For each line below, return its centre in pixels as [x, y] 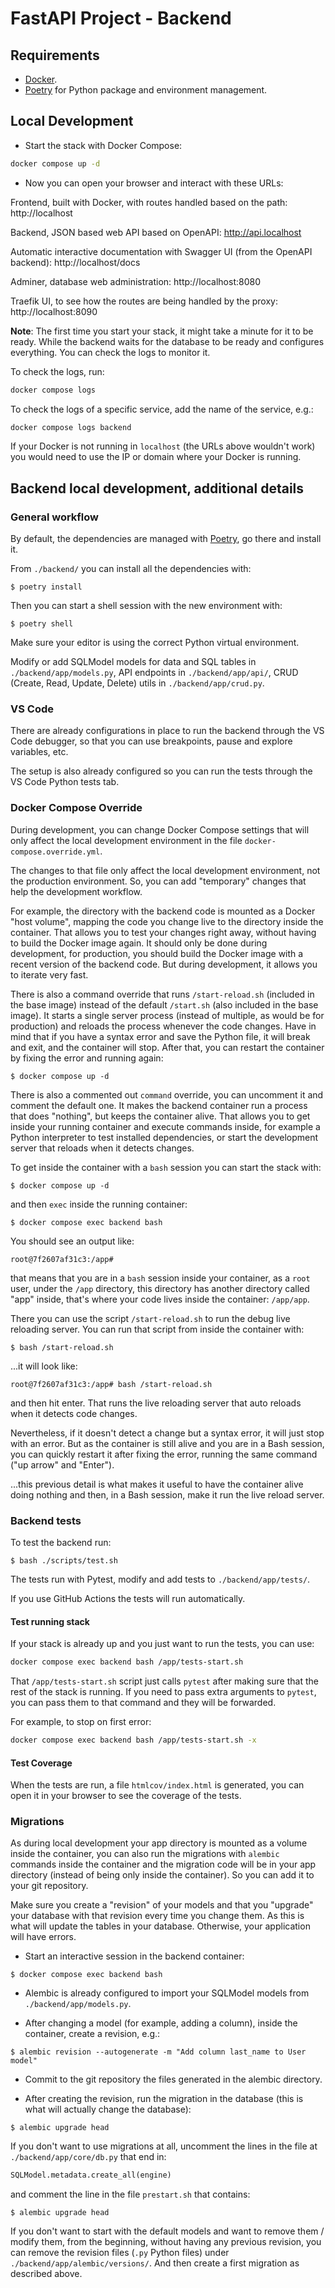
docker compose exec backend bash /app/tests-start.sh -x [133, 1740]
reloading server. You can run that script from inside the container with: [157, 1329]
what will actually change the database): [108, 2109]
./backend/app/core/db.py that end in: [88, 2157]
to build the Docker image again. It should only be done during [139, 943]
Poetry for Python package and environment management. [146, 90]
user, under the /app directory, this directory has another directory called [160, 1288]
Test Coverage [41, 1763]
